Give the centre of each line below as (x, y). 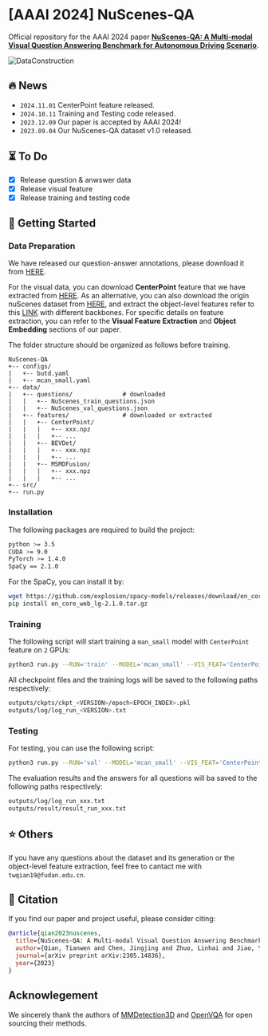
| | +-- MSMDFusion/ (49, 464)
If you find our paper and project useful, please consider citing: (112, 919)
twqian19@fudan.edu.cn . (47, 874)
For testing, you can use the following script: (81, 748)
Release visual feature (56, 188)
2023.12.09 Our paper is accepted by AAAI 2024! (100, 122)
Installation (31, 512)
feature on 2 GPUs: (39, 650)
